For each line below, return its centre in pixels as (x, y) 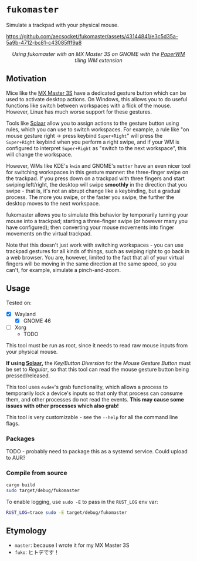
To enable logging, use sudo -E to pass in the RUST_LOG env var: (82, 502)
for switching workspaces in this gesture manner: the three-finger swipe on (97, 172)
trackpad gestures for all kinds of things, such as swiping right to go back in (98, 251)
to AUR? (16, 458)
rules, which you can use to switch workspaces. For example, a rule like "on (98, 129)
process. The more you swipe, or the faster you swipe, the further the (90, 197)
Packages (21, 439)
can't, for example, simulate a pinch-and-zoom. (64, 270)
